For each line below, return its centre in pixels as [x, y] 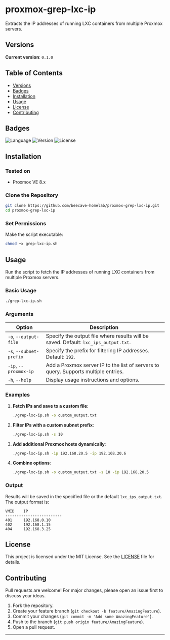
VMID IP [17, 511]
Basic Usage [21, 291]
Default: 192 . [60, 357]
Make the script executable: [34, 234]
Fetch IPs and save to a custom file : [50, 406]
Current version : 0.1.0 [29, 57]
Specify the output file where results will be [97, 336]
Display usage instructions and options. [93, 380]
